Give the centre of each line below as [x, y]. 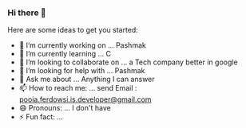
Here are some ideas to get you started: [73, 30]
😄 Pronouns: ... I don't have [65, 108]
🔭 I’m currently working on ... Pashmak [83, 45]
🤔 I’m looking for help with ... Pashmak [82, 71]
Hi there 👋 [27, 13]
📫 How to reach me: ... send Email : [78, 88]
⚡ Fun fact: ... [41, 117]
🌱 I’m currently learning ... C [65, 54]
